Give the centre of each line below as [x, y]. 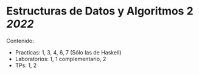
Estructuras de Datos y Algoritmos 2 [100, 11]
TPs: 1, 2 [26, 65]
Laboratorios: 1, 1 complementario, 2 [61, 59]
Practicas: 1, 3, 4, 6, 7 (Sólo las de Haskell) [68, 52]
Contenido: [20, 41]
